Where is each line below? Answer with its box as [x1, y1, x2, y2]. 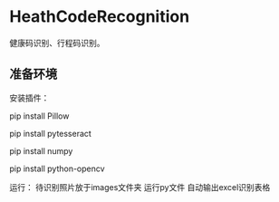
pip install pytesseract [9, 128, 92, 139]
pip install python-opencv [9, 163, 106, 174]
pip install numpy [9, 145, 73, 156]
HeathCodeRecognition [9, 6, 190, 27]
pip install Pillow [9, 111, 70, 121]
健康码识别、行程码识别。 [9, 37, 105, 48]
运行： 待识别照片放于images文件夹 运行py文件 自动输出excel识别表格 [9, 181, 271, 192]
